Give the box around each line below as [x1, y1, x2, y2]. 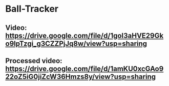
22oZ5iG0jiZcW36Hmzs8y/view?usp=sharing [5, 72, 156, 81]
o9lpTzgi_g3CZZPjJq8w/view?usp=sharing [5, 39, 147, 48]
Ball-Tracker [5, 3, 59, 15]
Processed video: [5, 56, 62, 65]
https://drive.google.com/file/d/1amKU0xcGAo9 [5, 64, 164, 73]
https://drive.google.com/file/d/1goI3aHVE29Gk [5, 31, 164, 40]
